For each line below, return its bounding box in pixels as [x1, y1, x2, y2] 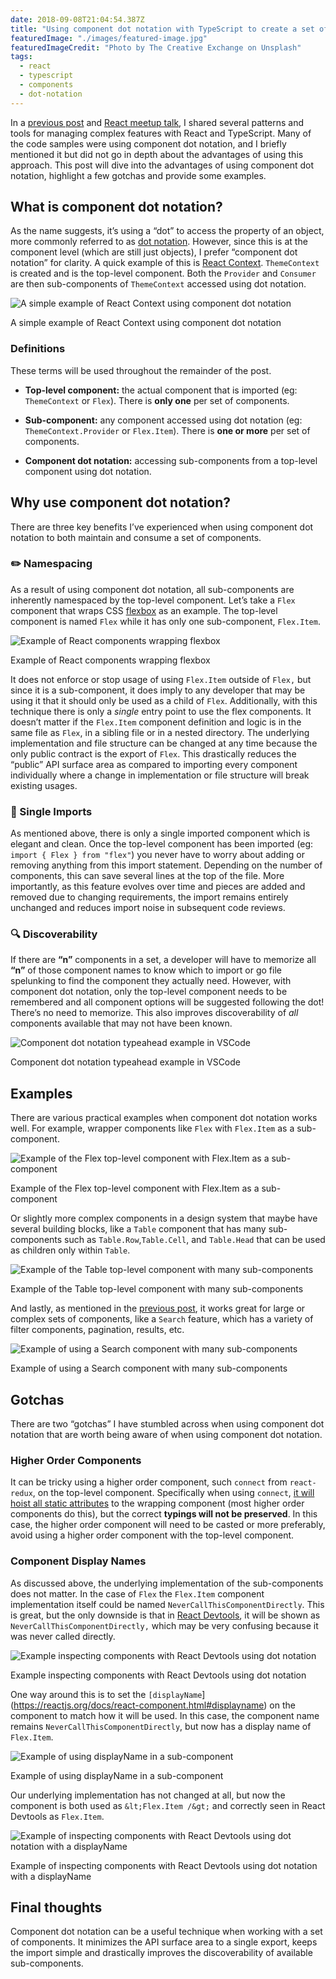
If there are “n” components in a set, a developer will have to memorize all [10, 954, 317, 966]
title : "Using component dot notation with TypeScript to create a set [10, 24, 315, 34]
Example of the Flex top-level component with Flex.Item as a [10, 1182, 260, 1195]
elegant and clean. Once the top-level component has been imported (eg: [10, 838, 314, 850]
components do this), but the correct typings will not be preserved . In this [10, 1508, 318, 1520]
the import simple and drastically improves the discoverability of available [10, 1947, 313, 1959]
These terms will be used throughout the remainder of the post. [10, 364, 272, 376]
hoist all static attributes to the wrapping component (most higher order [10, 1497, 305, 1510]
